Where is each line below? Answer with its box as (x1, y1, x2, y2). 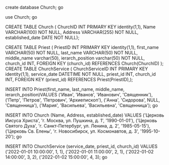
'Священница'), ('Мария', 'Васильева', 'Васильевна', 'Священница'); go (5, 102, 158, 108)
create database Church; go (5, 5, 64, 10)
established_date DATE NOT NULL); (5, 35, 80, 40)
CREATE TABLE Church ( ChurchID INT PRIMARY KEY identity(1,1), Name (5, 24, 156, 30)
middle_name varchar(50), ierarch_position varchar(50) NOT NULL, (5, 55, 145, 61)
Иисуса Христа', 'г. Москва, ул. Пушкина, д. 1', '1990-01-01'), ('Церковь (5, 118, 157, 123)
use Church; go (5, 14, 38, 20)
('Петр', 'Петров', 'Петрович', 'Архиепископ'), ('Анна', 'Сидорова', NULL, (5, 97, 160, 103)
